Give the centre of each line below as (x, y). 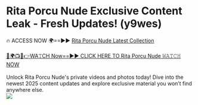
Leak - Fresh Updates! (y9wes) (84, 24)
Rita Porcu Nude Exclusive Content (95, 11)
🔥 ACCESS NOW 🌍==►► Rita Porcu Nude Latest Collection (80, 41)
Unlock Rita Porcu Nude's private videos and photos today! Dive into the (95, 77)
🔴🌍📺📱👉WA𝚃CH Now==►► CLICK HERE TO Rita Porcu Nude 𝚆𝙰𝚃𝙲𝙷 (94, 55)
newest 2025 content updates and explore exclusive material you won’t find (99, 83)
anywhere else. (25, 89)
